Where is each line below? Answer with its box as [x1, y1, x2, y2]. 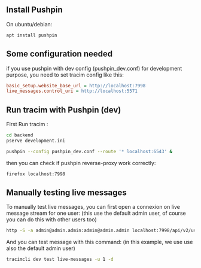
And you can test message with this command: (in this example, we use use [6, 239, 193, 246]
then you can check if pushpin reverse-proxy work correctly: [6, 159, 156, 166]
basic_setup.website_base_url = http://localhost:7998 [6, 83, 146, 89]
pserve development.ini [6, 138, 66, 144]
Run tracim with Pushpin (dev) [6, 105, 121, 115]
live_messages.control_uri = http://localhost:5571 [6, 88, 138, 95]
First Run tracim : [6, 121, 48, 128]
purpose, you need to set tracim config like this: [6, 71, 124, 78]
